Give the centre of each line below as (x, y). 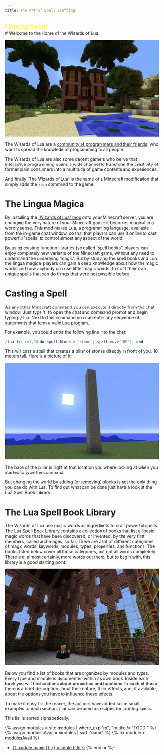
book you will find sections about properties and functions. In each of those (81, 684)
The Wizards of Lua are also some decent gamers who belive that (71, 159)
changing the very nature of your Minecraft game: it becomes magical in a (80, 222)
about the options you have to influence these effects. (59, 694)
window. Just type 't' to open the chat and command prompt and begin (76, 312)
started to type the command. (35, 472)
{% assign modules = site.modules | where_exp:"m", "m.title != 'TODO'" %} (81, 728)
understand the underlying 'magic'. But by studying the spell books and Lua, (82, 258)
